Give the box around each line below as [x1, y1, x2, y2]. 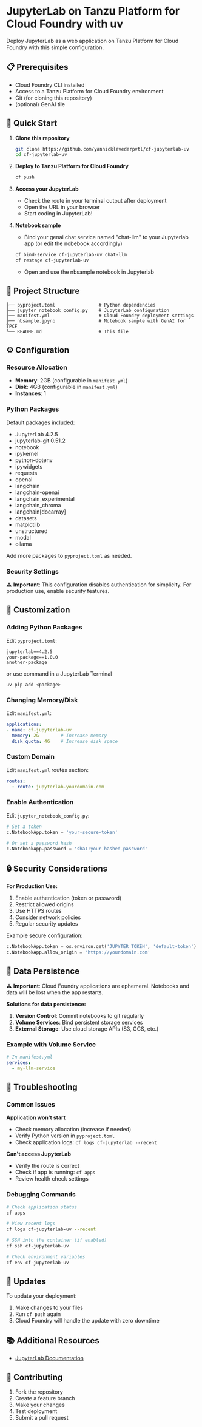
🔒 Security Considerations [6, 863, 108, 873]
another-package [6, 659, 47, 665]
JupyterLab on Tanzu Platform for [6, 4, 180, 18]
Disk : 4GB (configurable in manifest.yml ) [15, 384, 118, 391]
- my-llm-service [12, 1065, 56, 1071]
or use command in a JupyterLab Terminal [6, 669, 112, 677]
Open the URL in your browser [24, 203, 100, 211]
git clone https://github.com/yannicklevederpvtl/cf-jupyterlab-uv [15, 146, 189, 152]
